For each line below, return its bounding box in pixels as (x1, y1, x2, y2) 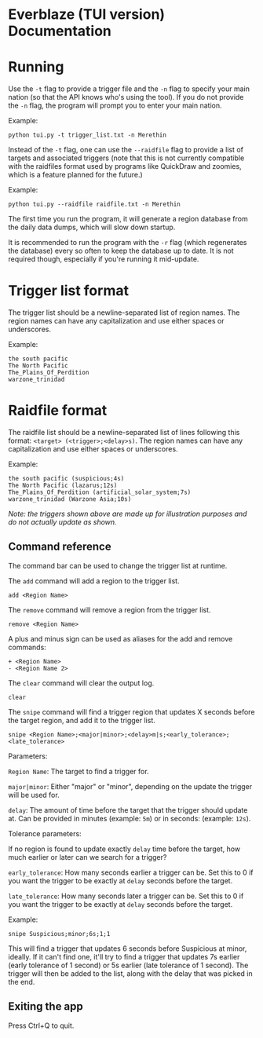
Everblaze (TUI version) (8, 5, 166, 24)
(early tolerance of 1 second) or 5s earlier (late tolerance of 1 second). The (8, 960, 249, 970)
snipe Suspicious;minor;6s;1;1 (8, 930, 111, 937)
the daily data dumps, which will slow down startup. (8, 222, 176, 232)
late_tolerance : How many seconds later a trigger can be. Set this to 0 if (8, 891, 244, 901)
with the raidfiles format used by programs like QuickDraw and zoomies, (8, 162, 242, 171)
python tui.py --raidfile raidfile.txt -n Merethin (8, 200, 181, 209)
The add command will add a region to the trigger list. (8, 576, 180, 586)
